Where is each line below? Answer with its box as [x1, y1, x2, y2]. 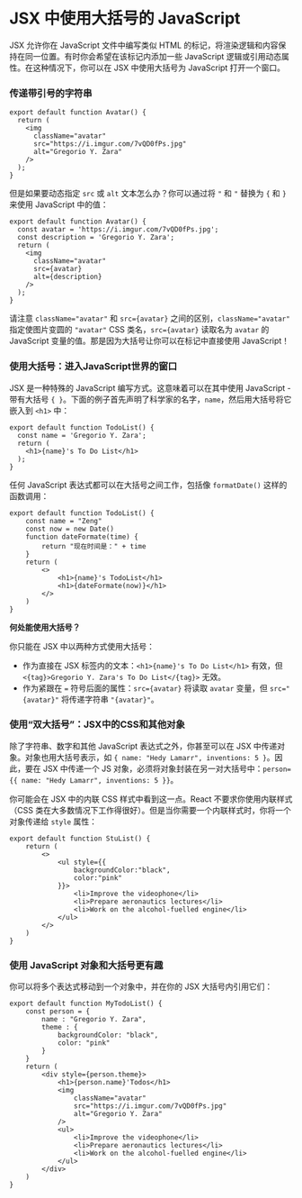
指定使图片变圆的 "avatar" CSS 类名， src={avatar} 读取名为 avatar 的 [9, 324, 270, 335]
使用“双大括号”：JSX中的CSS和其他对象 [9, 718, 186, 731]
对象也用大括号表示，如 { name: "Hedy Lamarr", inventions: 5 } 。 [24, 751, 275, 762]
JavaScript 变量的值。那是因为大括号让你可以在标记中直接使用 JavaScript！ [9, 335, 290, 347]
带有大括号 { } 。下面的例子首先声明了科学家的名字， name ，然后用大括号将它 [9, 394, 292, 404]
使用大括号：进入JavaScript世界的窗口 [9, 360, 178, 373]
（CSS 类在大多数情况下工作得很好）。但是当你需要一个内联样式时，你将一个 [9, 804, 292, 815]
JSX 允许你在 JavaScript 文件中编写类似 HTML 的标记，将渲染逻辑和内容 [9, 40, 279, 50]
